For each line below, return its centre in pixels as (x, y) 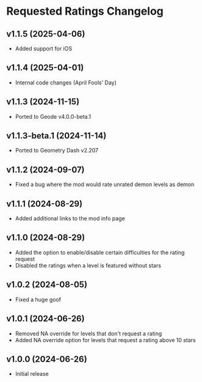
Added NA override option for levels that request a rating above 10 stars (106, 340)
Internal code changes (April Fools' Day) (66, 82)
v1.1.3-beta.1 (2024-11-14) (56, 136)
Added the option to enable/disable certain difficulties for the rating (100, 252)
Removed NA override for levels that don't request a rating (88, 333)
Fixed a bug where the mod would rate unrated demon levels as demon (105, 184)
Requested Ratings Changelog (85, 11)
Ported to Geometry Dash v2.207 (57, 151)
